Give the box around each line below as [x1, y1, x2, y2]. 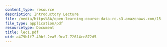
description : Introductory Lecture [5, 12, 79, 17]
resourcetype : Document [5, 25, 55, 30]
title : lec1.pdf [5, 30, 39, 35]
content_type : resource [5, 7, 55, 12]
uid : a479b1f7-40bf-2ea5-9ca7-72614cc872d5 [5, 35, 97, 40]
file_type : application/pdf [5, 21, 64, 26]
